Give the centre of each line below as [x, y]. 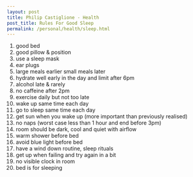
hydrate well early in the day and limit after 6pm [75, 78]
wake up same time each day [52, 104]
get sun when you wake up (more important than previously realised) [102, 117]
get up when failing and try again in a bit [66, 155]
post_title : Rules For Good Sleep [51, 23]
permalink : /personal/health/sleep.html [59, 29]
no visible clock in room [45, 161]
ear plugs [28, 65]
